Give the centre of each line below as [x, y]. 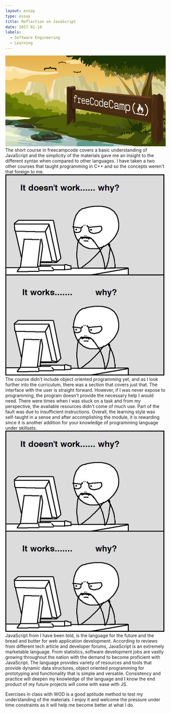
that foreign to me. [25, 171]
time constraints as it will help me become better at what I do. [70, 705]
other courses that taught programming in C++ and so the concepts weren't [85, 166]
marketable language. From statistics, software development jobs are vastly [84, 652]
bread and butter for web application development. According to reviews [81, 641]
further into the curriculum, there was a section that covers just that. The [81, 385]
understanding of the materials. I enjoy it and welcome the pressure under [83, 699]
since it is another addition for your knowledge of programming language [82, 422]
